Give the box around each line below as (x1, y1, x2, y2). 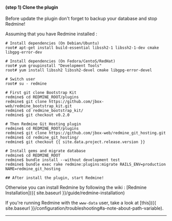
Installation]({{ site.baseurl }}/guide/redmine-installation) (5, 190, 125, 196)
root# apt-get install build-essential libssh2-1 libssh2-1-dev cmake (5, 45, 159, 51)
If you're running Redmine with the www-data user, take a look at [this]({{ (5, 200, 157, 206)
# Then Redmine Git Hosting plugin (5, 122, 81, 127)
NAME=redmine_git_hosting (5, 167, 60, 172)
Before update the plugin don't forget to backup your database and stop (5, 15, 157, 22)
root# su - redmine (5, 81, 47, 87)
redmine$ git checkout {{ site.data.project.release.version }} (5, 139, 145, 145)
